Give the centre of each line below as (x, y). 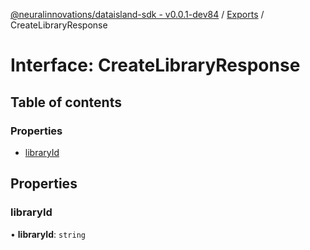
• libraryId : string (48, 234)
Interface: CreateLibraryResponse (155, 65)
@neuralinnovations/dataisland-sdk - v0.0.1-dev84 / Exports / (137, 14)
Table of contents (66, 102)
